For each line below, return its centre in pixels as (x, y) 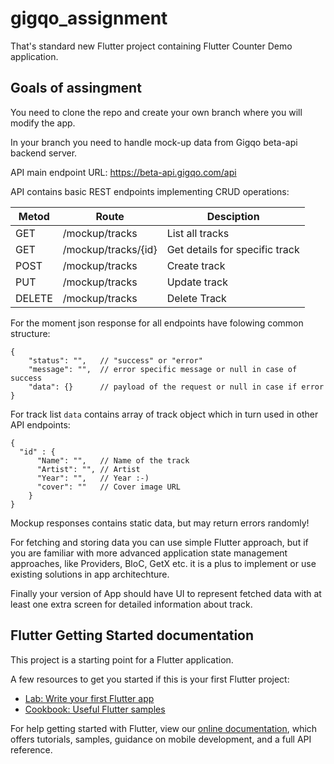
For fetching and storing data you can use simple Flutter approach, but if (159, 542)
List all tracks (198, 233)
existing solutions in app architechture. (90, 574)
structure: (30, 333)
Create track (196, 265)
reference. (31, 749)
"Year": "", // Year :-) (93, 478)
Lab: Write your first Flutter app (89, 698)
